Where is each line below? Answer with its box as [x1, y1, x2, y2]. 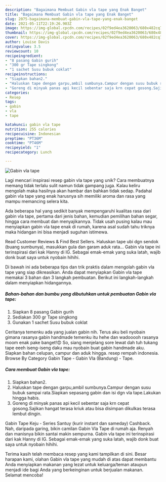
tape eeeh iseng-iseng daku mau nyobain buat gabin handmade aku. [5, 345, 145, 351]
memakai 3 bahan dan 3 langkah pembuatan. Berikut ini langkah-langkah [5, 274, 154, 280]
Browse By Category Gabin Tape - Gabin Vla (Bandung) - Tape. [5, 355, 134, 361]
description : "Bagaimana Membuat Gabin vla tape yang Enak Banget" [5, 7, 147, 12]
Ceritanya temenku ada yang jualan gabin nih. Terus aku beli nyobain [5, 329, 146, 335]
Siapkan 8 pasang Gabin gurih [12, 309, 74, 315]
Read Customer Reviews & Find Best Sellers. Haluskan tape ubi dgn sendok [5, 238, 159, 244]
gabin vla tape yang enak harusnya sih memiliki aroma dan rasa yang [5, 193, 146, 199]
